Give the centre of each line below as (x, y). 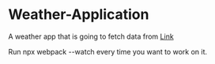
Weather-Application (79, 15)
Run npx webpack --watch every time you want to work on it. (108, 51)
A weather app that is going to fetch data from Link (91, 36)
